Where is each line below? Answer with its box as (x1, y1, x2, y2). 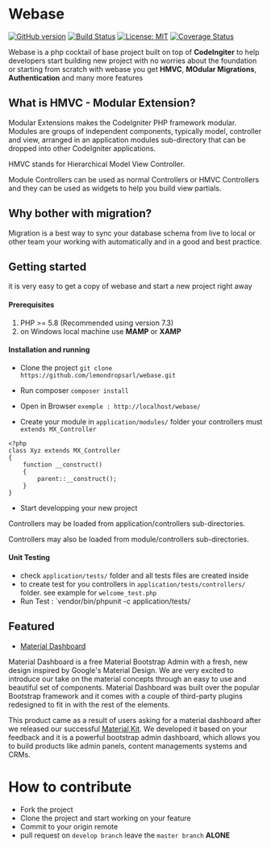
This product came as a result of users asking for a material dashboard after (8, 715, 261, 725)
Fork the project (19, 804, 74, 814)
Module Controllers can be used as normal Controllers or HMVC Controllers (8, 174, 260, 184)
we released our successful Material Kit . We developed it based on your (8, 724, 248, 733)
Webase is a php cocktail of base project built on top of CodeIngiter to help (8, 47, 260, 56)
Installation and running (8, 345, 90, 355)
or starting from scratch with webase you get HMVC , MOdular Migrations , (8, 64, 256, 73)
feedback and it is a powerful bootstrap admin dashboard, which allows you (8, 732, 261, 742)
